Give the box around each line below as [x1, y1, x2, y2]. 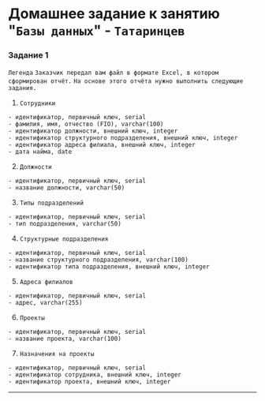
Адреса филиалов [19, 278, 73, 287]
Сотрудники [19, 99, 56, 107]
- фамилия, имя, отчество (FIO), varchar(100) [8, 120, 164, 129]
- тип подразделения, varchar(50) [8, 220, 122, 228]
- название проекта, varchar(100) [8, 335, 122, 343]
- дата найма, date [8, 148, 73, 156]
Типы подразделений [19, 199, 84, 208]
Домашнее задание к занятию [8, 5, 221, 23]
